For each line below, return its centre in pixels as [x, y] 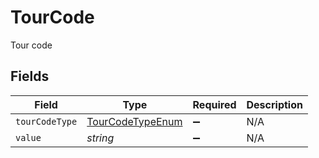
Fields [30, 76]
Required [214, 104]
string [100, 138]
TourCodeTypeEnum [134, 121]
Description [274, 104]
